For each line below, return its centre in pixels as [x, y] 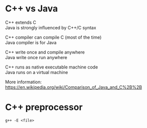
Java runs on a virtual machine [37, 72]
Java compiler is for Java [31, 42]
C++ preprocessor [44, 107]
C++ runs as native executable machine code [52, 67]
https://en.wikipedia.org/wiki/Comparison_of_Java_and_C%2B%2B [74, 87]
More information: [24, 82]
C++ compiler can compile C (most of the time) [53, 37]
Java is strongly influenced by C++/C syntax [51, 27]
